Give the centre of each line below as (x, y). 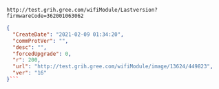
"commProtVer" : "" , (41, 41)
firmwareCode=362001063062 (45, 16)
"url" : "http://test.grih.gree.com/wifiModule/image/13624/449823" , (113, 67)
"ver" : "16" (30, 73)
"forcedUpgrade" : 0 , (42, 54)
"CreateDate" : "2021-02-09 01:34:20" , (69, 34)
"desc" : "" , (30, 47)
